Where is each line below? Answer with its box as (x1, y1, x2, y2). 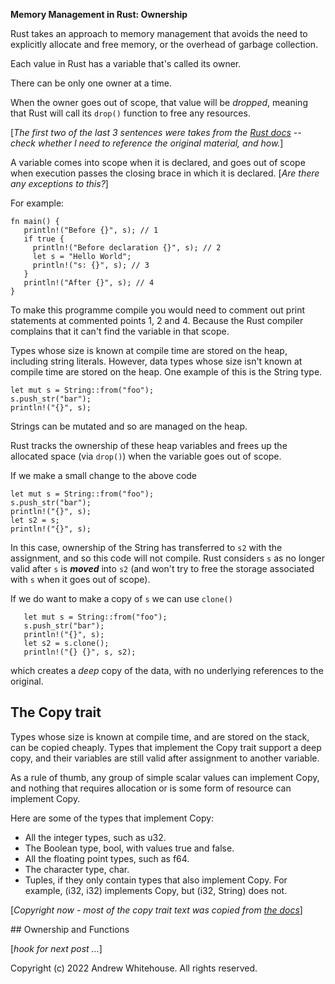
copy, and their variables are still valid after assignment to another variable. (10, 752, 320, 764)
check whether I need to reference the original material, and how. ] (10, 137, 284, 149)
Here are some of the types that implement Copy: (10, 812, 215, 824)
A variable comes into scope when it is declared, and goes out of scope (10, 157, 306, 168)
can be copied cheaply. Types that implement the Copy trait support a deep (10, 741, 322, 753)
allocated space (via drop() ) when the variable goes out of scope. (10, 450, 282, 462)
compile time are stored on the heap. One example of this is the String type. (10, 366, 323, 378)
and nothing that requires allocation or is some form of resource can (10, 782, 292, 794)
